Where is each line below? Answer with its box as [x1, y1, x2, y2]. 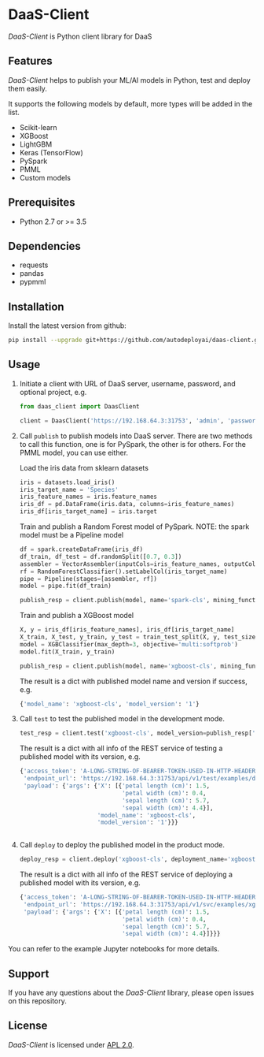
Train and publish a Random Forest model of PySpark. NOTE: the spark [19, 522, 250, 531]
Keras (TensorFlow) [19, 147, 84, 157]
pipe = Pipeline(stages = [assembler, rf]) [19, 575, 158, 582]
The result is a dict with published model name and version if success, [19, 676, 247, 686]
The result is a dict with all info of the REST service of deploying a [19, 869, 233, 879]
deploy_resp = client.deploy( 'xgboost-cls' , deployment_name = [19, 855, 228, 864]
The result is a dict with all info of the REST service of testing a [19, 743, 223, 754]
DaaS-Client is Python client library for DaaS [8, 32, 152, 41]
